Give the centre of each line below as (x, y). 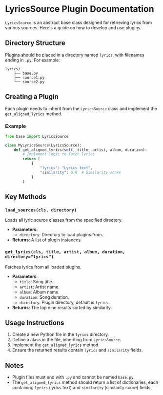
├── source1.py (29, 77)
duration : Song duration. (44, 297)
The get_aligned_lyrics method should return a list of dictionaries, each (85, 382)
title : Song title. (36, 281)
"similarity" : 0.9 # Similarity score (80, 172)
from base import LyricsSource (37, 136)
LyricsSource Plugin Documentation (80, 9)
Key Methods (26, 197)
